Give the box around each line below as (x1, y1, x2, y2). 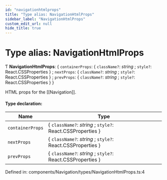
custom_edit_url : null (5, 21, 52, 26)
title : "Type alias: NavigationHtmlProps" (5, 12, 94, 17)
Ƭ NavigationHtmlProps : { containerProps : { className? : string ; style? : (5, 64, 152, 70)
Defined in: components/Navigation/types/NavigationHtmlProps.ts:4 (5, 169, 145, 175)
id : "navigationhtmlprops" (5, 7, 61, 12)
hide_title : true (5, 26, 41, 31)
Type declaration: (5, 100, 43, 106)
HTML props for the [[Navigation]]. (5, 89, 77, 95)
